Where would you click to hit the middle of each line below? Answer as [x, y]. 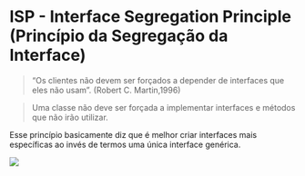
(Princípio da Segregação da [119, 36]
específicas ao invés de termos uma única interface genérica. [125, 144]
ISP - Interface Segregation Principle [151, 17]
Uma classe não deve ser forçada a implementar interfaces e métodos [163, 107]
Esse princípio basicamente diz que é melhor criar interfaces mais [133, 134]
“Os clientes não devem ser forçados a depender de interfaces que [158, 80]
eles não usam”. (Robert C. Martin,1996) [106, 90]
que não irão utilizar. [70, 117]
